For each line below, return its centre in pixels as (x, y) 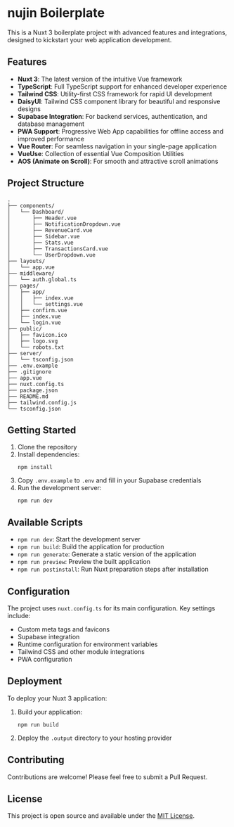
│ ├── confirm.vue (38, 310)
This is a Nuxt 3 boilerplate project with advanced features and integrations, (117, 32)
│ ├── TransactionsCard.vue (58, 249)
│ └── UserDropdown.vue (52, 255)
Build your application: (50, 712)
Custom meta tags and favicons (64, 629)
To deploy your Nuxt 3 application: (57, 698)
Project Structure (46, 183)
